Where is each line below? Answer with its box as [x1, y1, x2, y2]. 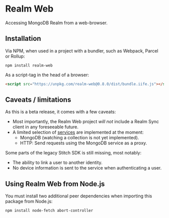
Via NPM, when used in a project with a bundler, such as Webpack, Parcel [5, 47, 158, 53]
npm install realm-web [5, 63, 53, 68]
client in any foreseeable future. [12, 124, 79, 130]
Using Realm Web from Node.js [5, 180, 105, 188]
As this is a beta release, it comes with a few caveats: [5, 109, 116, 115]
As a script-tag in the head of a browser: [5, 72, 90, 78]
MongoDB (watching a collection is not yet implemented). [20, 135, 139, 141]
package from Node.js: [5, 198, 53, 204]
